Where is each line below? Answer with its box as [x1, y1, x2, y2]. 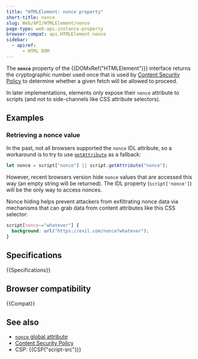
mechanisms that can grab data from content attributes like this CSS [6, 204, 176, 211]
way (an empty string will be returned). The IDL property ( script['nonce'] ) [6, 180, 192, 187]
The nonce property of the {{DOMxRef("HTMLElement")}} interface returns [6, 64, 191, 72]
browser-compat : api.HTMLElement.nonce [6, 31, 107, 37]
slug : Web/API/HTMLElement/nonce [6, 20, 90, 26]
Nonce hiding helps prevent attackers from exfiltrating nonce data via [6, 198, 179, 205]
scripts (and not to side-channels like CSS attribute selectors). [6, 95, 161, 102]
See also [6, 317, 39, 327]
